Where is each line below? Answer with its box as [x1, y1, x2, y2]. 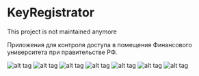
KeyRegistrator [7, 5, 94, 21]
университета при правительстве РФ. [7, 48, 118, 56]
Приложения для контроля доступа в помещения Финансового [7, 40, 193, 49]
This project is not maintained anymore [7, 27, 118, 36]
